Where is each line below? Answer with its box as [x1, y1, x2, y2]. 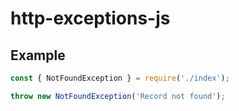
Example [10, 47, 66, 64]
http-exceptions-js [10, 7, 171, 30]
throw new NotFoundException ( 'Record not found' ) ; [10, 91, 226, 101]
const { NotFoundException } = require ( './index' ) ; [10, 73, 230, 83]
